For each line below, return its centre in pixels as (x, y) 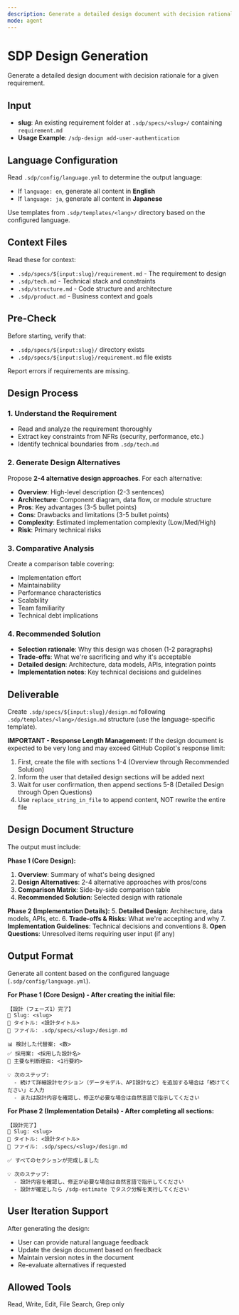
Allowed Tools (39, 1287)
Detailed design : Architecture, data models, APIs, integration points (117, 665)
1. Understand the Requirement (62, 414)
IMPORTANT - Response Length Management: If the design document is (116, 741)
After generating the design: (49, 1228)
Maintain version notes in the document (76, 1257)
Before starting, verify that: (47, 336)
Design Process (43, 394)
